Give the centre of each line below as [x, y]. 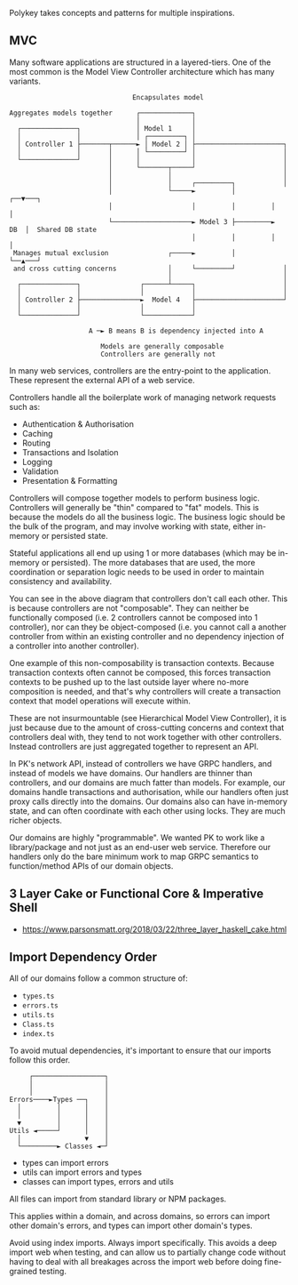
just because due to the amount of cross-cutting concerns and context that [147, 727]
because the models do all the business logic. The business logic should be [147, 517]
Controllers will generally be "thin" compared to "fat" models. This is [134, 507]
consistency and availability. [61, 581]
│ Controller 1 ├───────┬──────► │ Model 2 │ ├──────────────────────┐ [153, 144]
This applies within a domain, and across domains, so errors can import [140, 1217]
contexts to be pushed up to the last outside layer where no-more [129, 682]
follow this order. [40, 1060]
